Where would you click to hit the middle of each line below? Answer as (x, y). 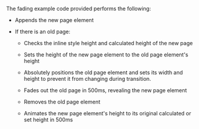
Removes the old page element (62, 102)
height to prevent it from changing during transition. (87, 79)
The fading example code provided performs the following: (79, 9)
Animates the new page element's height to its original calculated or (107, 113)
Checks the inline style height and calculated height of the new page (108, 43)
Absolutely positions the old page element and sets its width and (103, 73)
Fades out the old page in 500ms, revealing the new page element (105, 90)
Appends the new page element (54, 20)
